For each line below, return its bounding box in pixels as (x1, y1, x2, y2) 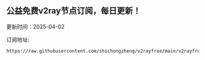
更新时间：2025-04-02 (6, 23, 65, 30)
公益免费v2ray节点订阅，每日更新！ (6, 5, 142, 16)
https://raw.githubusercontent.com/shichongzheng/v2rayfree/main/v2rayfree (6, 48, 203, 54)
